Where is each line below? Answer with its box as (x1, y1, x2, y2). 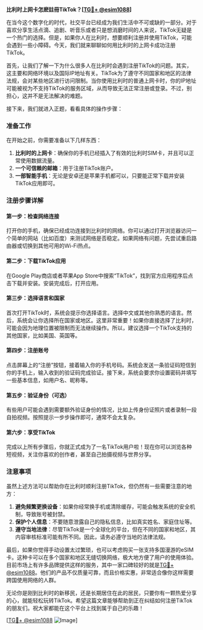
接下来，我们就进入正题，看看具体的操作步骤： (6, 105, 123, 112)
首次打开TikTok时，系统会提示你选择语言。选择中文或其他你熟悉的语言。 (6, 309, 187, 316)
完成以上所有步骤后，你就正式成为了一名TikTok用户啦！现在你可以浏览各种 (6, 443, 192, 451)
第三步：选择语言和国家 (6, 294, 65, 302)
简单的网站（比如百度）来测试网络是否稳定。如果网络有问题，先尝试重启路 (11, 234, 197, 242)
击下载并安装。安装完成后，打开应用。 (6, 279, 101, 287)
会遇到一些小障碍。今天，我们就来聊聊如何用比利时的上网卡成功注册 (6, 42, 176, 48)
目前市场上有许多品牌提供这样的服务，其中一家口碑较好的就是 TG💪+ (6, 561, 174, 568)
